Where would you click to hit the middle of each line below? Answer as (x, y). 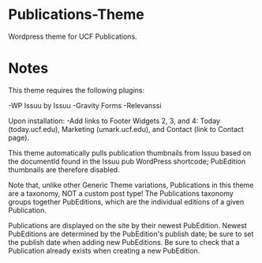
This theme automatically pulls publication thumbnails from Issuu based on (130, 152)
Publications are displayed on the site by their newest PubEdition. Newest (127, 225)
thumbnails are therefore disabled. (64, 169)
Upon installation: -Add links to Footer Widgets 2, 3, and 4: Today (114, 121)
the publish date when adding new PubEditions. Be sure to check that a (124, 242)
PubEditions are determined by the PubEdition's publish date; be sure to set (131, 234)
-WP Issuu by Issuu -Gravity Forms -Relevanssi (85, 105)
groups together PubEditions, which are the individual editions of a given (126, 201)
